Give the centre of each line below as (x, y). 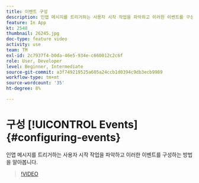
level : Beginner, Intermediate (45, 66)
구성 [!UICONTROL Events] (72, 125)
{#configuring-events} (64, 138)
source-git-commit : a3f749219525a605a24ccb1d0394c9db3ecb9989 (84, 72)
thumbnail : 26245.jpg (33, 34)
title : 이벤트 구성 (27, 12)
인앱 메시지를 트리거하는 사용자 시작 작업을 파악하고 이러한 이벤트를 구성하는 (94, 155)
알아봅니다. (25, 162)
